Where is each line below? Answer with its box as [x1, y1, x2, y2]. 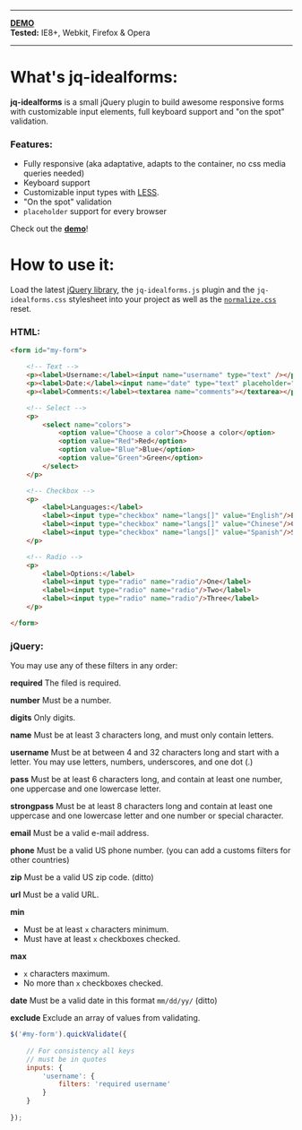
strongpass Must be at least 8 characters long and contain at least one [10, 801, 273, 812]
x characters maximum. [22, 969, 110, 979]
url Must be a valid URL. [10, 889, 99, 901]
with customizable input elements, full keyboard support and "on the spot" [10, 106, 285, 116]
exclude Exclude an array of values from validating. [10, 1013, 201, 1023]
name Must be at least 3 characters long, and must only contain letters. [10, 729, 274, 740]
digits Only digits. [10, 712, 76, 723]
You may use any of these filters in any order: [10, 660, 178, 671]
